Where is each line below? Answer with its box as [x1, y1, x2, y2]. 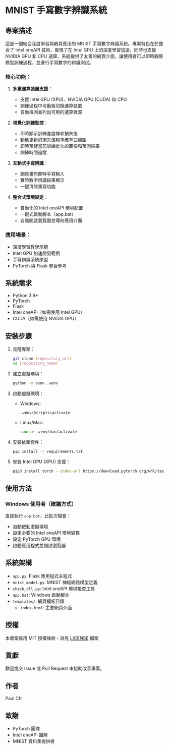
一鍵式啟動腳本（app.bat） [20, 211, 76, 217]
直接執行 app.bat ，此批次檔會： [5, 513, 72, 519]
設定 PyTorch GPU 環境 [12, 536, 61, 542]
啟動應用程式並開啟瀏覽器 [12, 543, 66, 549]
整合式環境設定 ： [12, 194, 48, 200]
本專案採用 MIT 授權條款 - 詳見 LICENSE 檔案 [5, 635, 99, 641]
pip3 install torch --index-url [12, 469, 81, 474]
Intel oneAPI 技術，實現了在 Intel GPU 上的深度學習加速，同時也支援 [15, 47, 156, 53]
